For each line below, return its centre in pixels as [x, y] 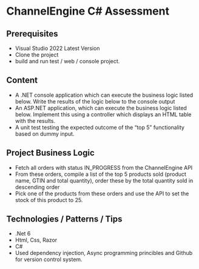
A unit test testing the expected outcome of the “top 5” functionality [100, 127]
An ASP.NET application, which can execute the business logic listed [101, 108]
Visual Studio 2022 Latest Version [57, 48]
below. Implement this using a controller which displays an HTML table [103, 114]
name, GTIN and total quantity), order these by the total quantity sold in [104, 180]
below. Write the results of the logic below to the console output [95, 101]
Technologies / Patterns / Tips [64, 219]
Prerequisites [32, 34]
